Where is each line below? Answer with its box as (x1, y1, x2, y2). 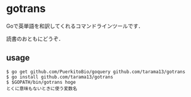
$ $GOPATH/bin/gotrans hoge (6, 79, 76, 85)
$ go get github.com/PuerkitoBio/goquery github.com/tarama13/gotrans (6, 68, 186, 75)
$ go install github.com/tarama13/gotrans (6, 74, 113, 80)
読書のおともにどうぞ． (6, 35, 64, 42)
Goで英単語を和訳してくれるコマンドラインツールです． (6, 22, 144, 29)
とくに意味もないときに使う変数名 (6, 86, 78, 92)
